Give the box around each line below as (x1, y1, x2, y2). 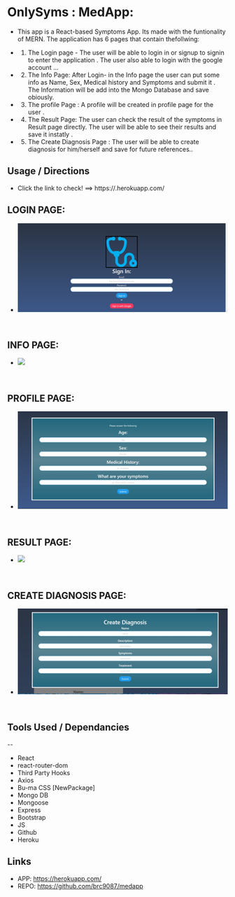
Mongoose (17, 798, 49, 807)
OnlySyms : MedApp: (7, 4, 134, 20)
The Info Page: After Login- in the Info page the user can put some (27, 71, 220, 79)
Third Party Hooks (17, 768, 71, 777)
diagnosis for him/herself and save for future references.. (27, 145, 194, 153)
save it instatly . (27, 130, 73, 139)
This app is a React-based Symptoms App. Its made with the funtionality (17, 27, 226, 36)
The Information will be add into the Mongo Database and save (27, 85, 210, 94)
